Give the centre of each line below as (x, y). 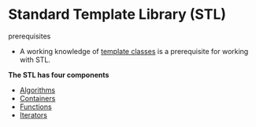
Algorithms (37, 90)
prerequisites (30, 36)
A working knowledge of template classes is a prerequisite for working (134, 51)
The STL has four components (59, 74)
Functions (36, 107)
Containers (37, 98)
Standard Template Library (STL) (117, 15)
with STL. (35, 60)
